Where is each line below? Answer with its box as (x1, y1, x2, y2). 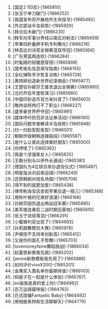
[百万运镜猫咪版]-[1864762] (12, 286, 69, 292)
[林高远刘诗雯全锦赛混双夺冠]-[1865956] (12, 47, 95, 53)
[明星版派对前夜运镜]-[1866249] (12, 170, 78, 176)
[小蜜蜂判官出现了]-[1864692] (12, 219, 74, 225)
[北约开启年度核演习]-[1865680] (12, 90, 78, 96)
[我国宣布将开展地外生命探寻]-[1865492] (12, 17, 95, 22)
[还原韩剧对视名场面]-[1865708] (12, 176, 78, 181)
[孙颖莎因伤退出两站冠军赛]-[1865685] (12, 201, 90, 206)
